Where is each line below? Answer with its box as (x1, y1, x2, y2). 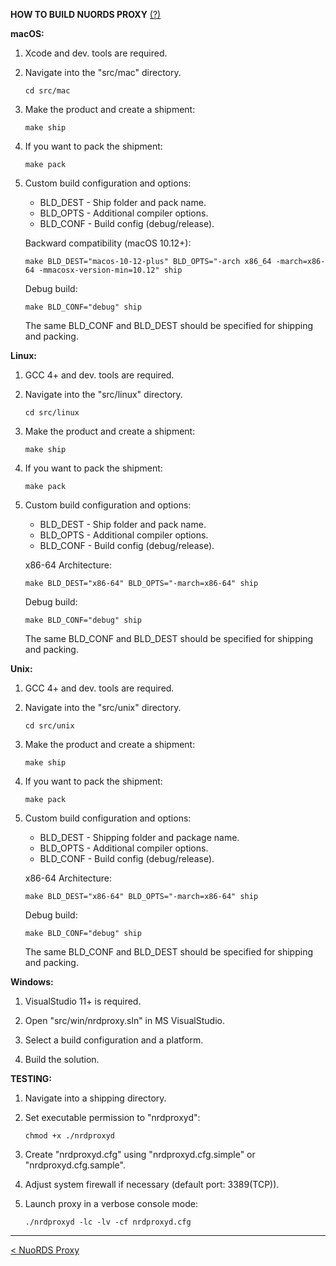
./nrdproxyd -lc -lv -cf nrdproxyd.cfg (24, 1217, 192, 1227)
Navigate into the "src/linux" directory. (24, 389, 183, 400)
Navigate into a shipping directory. (24, 1092, 167, 1104)
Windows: (10, 976, 54, 988)
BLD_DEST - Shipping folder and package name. (39, 832, 240, 843)
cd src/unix (24, 721, 75, 731)
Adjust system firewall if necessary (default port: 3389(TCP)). (24, 1179, 280, 1190)
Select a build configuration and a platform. (24, 1034, 204, 1046)
